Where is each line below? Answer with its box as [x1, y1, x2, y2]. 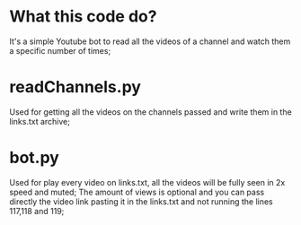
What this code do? [9, 6, 157, 27]
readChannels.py [9, 77, 142, 98]
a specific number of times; [9, 45, 111, 56]
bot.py [9, 148, 60, 168]
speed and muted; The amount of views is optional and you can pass [9, 186, 265, 197]
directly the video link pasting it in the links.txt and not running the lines [9, 195, 273, 207]
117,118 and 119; [9, 205, 65, 216]
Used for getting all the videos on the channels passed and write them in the [9, 106, 292, 117]
